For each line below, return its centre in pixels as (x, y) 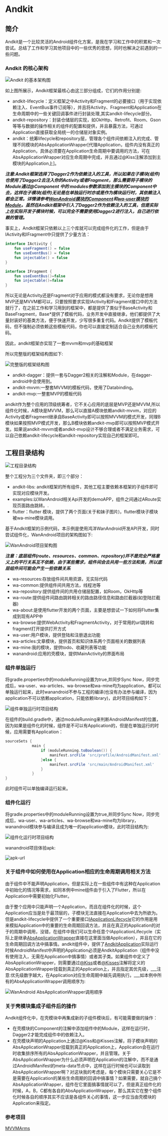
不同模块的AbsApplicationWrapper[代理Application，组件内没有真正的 (88, 145)
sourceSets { (19, 741)
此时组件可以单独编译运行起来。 (38, 788)
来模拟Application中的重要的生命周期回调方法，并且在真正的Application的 (81, 925)
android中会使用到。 (33, 381)
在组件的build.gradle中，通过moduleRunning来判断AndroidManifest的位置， (83, 719)
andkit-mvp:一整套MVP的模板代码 (47, 394)
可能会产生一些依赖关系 (46, 568)
